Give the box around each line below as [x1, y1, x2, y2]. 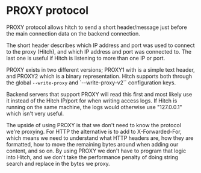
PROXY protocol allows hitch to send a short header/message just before [6, 24, 188, 31]
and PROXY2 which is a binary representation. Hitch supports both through [6, 72, 193, 80]
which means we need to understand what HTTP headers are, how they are [6, 134, 194, 142]
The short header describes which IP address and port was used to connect [6, 42, 195, 49]
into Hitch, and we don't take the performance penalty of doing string [6, 153, 179, 160]
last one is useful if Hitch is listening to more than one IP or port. [6, 54, 165, 61]
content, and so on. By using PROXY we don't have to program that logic [6, 147, 187, 154]
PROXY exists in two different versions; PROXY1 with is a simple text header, [6, 66, 196, 73]
